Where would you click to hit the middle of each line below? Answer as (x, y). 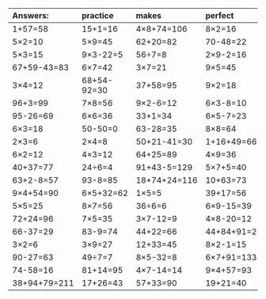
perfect (220, 15)
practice (98, 15)
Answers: (30, 15)
